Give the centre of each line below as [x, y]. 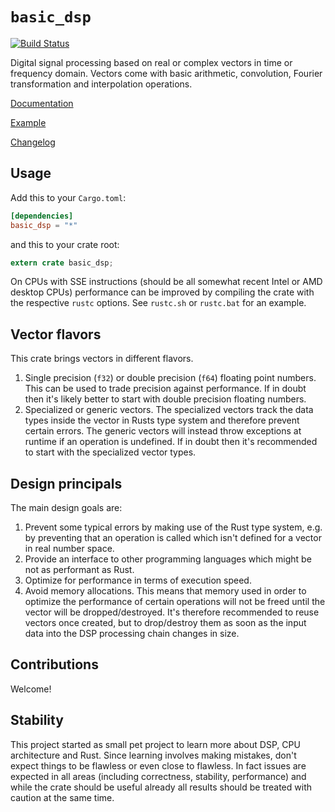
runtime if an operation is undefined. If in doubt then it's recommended [171, 442]
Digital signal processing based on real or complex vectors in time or [151, 62]
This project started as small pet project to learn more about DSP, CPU [155, 744]
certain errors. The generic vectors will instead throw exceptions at [163, 431]
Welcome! [31, 689]
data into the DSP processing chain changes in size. [132, 633]
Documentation [42, 103]
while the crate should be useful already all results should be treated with [161, 787]
